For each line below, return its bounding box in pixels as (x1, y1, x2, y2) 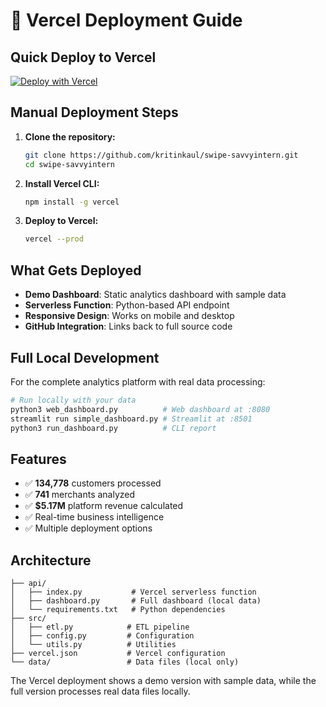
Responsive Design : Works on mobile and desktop (24, 310, 235, 322)
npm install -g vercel (24, 197, 120, 207)
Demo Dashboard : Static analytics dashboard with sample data (24, 289, 287, 301)
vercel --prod (24, 234, 84, 244)
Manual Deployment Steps (10, 104, 179, 121)
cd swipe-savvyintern (24, 159, 115, 169)
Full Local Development (10, 349, 160, 366)
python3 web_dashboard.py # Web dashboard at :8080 (10, 404, 271, 414)
